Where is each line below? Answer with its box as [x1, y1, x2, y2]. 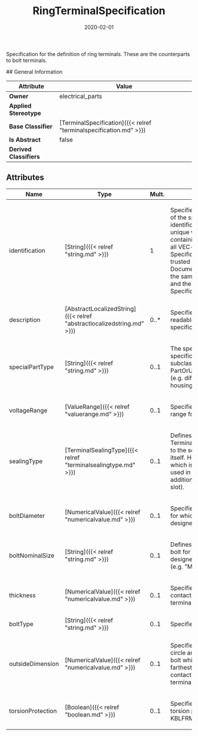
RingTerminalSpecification [32, 4, 166, 18]
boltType [9, 620, 34, 628]
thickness [9, 591, 37, 599]
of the [170, 213, 187, 222]
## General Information [6, 68, 63, 75]
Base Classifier [9, 122, 53, 130]
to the [170, 446, 187, 454]
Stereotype [9, 109, 41, 117]
